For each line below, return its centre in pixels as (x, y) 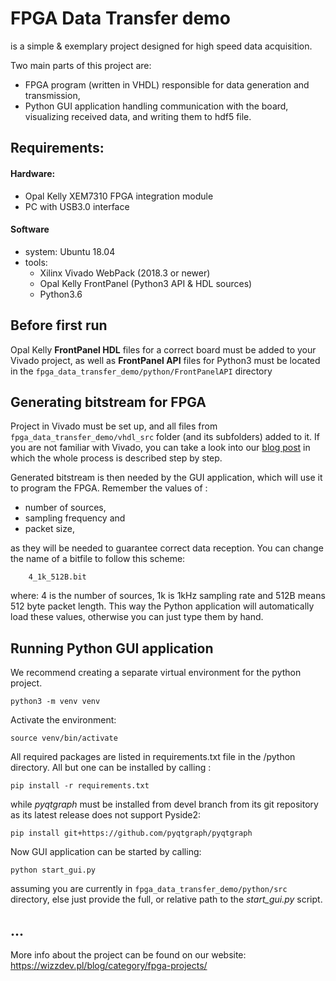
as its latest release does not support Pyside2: (106, 815)
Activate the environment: (63, 720)
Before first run (59, 325)
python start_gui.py (53, 870)
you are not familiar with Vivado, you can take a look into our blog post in (160, 448)
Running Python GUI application (112, 648)
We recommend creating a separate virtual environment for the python (156, 673)
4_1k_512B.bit (57, 577)
